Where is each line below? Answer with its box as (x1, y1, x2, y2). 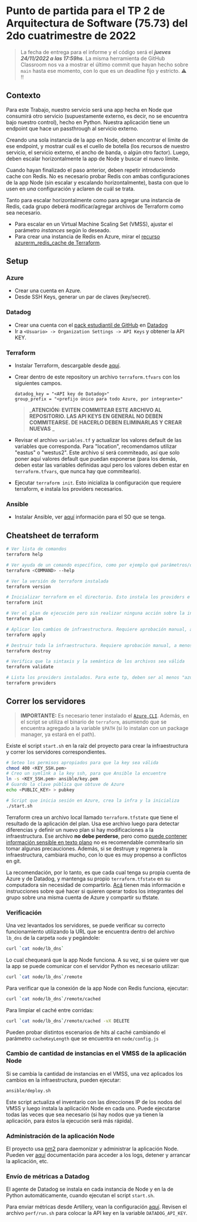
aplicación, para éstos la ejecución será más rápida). (6, 1117, 134, 1124)
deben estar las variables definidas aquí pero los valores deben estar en (14, 461, 189, 468)
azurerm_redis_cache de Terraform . (14, 239, 101, 246)
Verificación (6, 908, 42, 916)
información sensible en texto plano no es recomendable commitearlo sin (6, 839, 184, 846)
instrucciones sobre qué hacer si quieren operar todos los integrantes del (6, 888, 184, 895)
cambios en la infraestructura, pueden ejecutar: (6, 1076, 121, 1083)
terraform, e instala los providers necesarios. (14, 486, 123, 493)
